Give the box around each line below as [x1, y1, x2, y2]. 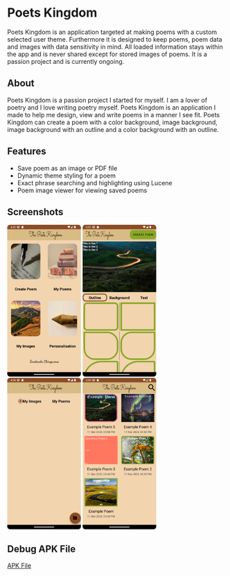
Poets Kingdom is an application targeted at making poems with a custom [7, 28, 218, 36]
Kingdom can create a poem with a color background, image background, [7, 118, 218, 126]
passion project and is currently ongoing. [7, 57, 125, 65]
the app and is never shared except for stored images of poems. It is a [7, 50, 208, 58]
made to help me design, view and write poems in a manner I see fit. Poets [7, 110, 220, 119]
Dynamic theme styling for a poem [17, 171, 116, 180]
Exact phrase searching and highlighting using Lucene [17, 178, 172, 187]
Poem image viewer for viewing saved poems [17, 186, 148, 194]
